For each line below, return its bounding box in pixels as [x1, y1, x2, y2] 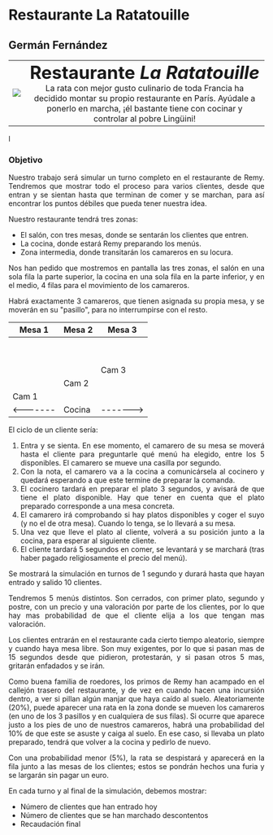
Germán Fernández [8, 38, 108, 52]
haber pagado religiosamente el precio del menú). [19, 553, 188, 563]
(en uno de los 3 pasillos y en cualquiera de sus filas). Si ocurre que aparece [8, 711, 265, 721]
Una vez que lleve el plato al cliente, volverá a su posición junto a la [19, 527, 265, 537]
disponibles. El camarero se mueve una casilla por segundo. [19, 458, 222, 468]
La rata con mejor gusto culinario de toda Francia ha [45, 83, 245, 94]
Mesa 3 [107, 324, 137, 335]
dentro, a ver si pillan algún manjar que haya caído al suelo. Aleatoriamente [8, 694, 265, 704]
